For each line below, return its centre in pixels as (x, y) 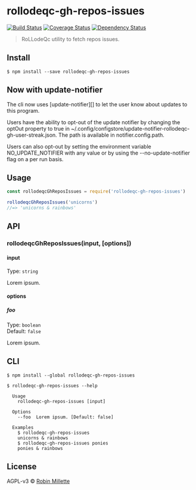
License (22, 467)
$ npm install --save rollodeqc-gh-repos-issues (68, 72)
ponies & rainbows (40, 448)
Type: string (22, 271)
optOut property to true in (38, 128)
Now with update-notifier (55, 90)
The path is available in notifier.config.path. (111, 135)
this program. (23, 110)
